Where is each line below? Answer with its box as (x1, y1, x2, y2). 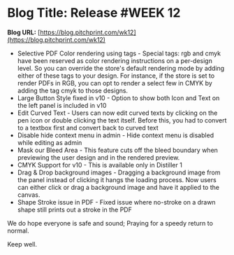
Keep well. (7, 240, 37, 248)
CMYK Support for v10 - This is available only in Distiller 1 (17, 160, 183, 169)
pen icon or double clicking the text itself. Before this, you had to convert (17, 116, 227, 124)
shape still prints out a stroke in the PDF (17, 205, 133, 214)
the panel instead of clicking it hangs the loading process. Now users (17, 175, 217, 184)
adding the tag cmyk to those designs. (17, 86, 128, 95)
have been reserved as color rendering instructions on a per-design (17, 56, 213, 64)
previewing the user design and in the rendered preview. (17, 153, 180, 162)
